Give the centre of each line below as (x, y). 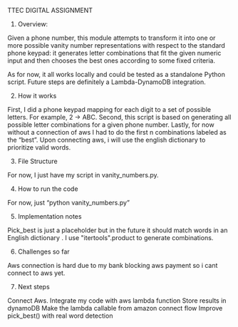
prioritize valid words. (39, 147)
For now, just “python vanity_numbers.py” (69, 203)
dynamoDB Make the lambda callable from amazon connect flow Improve (115, 308)
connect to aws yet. (36, 273)
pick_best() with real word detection (60, 316)
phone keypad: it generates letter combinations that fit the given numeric (114, 53)
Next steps (33, 287)
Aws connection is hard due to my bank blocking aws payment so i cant (113, 265)
